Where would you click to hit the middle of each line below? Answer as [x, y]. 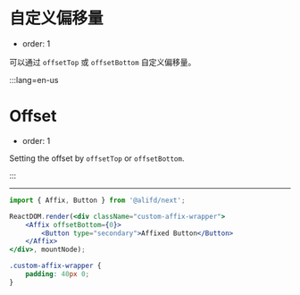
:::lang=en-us [34, 80]
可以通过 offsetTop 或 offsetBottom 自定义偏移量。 [103, 62]
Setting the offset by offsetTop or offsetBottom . [97, 158]
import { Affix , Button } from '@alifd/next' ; [97, 200]
